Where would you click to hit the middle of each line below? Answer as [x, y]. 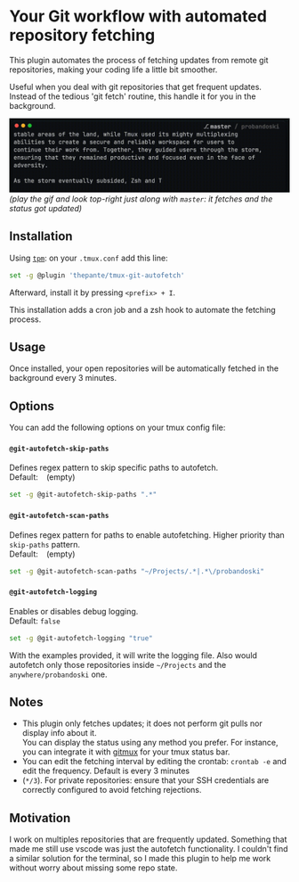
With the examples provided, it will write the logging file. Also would [133, 655]
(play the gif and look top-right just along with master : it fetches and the [141, 199]
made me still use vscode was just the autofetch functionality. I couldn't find [149, 849]
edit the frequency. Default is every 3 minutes [105, 771]
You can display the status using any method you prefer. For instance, [150, 743]
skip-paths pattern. [45, 544]
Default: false [35, 621]
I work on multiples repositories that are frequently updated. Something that [148, 839]
